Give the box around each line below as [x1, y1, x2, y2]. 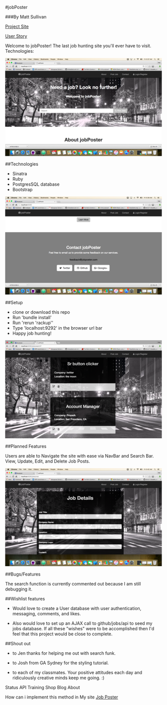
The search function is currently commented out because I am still [5, 581, 141, 587]
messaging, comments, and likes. [12, 611, 81, 616]
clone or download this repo [12, 309, 71, 315]
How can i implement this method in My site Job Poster [5, 694, 118, 700]
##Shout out [5, 641, 31, 646]
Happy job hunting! [12, 331, 52, 336]
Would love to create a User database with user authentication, [12, 605, 142, 611]
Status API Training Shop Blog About [5, 685, 81, 690]
